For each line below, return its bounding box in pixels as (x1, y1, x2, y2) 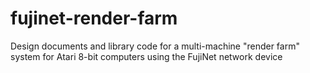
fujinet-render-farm (10, 7, 178, 30)
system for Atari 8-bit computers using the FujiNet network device (10, 50, 283, 62)
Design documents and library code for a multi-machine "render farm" (10, 40, 300, 52)
